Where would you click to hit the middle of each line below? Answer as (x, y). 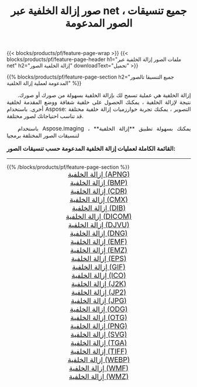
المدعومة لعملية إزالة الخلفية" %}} (44, 83)
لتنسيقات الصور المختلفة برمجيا (43, 136)
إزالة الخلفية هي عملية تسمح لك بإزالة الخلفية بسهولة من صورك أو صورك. (104, 95)
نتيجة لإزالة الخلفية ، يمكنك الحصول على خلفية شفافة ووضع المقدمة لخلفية (99, 102)
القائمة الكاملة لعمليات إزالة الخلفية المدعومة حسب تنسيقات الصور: (91, 149)
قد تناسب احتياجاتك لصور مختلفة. (45, 116)
